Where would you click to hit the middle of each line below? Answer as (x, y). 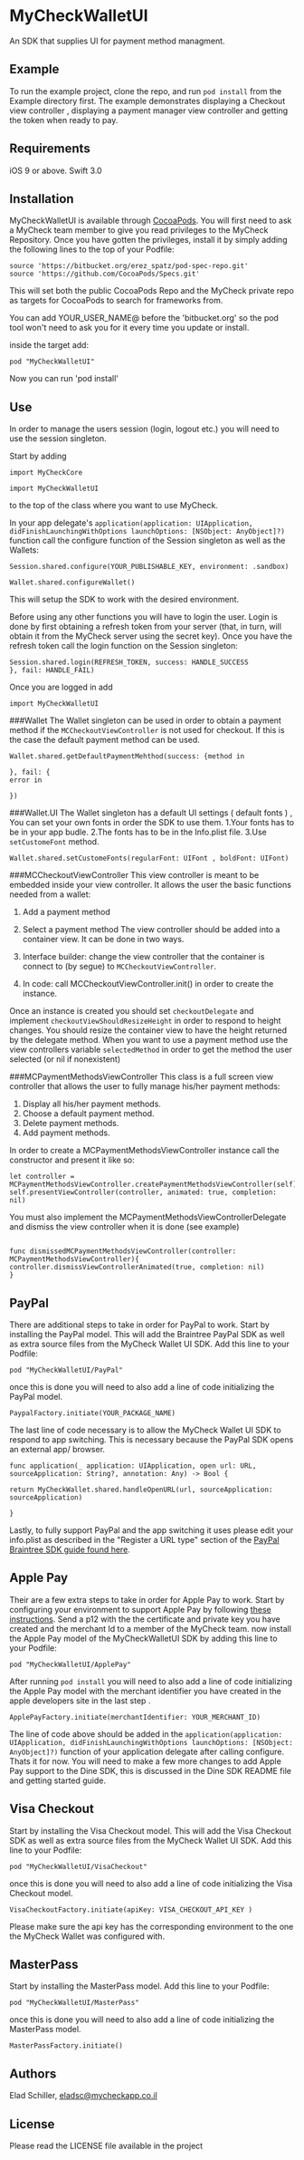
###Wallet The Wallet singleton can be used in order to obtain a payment (146, 720)
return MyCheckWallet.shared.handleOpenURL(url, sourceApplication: (141, 1490)
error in (26, 780)
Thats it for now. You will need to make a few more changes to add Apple (146, 1761)
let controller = (42, 1177)
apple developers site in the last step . (80, 1701)
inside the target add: (49, 345)
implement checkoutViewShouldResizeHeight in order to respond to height (145, 1021)
